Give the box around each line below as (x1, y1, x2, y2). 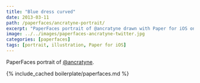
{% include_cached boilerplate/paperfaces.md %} (6, 70, 129, 77)
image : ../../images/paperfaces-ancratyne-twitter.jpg (6, 31, 145, 37)
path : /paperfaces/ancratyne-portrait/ (6, 20, 105, 26)
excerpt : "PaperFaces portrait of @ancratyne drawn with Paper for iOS (6, 25, 187, 32)
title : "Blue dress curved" (6, 8, 76, 15)
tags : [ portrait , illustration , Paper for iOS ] (6, 42, 127, 48)
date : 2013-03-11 (6, 14, 49, 20)
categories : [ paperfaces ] (6, 36, 70, 42)
